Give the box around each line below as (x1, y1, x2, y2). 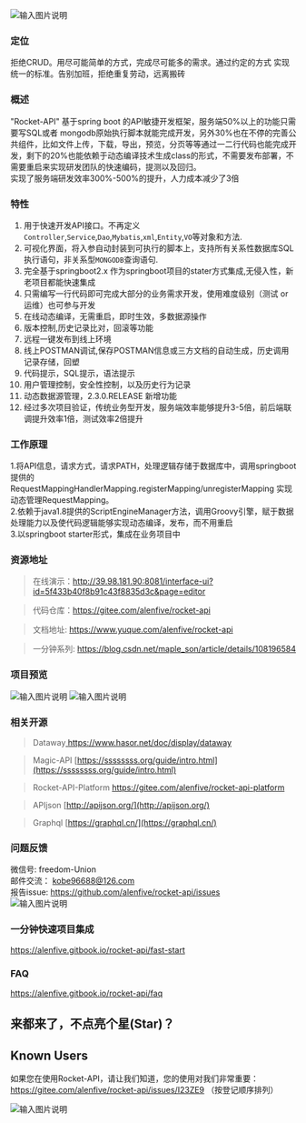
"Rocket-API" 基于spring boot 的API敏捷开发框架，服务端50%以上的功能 (10, 115, 281, 126)
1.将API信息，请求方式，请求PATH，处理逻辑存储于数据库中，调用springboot (10, 460, 297, 472)
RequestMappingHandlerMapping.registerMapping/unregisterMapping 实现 (10, 483, 293, 495)
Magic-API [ (32, 755, 78, 766)
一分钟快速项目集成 (10, 923, 94, 936)
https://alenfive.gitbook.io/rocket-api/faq (10, 988, 163, 998)
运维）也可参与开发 (23, 299, 96, 310)
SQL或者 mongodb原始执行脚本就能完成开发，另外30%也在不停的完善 (25, 127, 289, 138)
